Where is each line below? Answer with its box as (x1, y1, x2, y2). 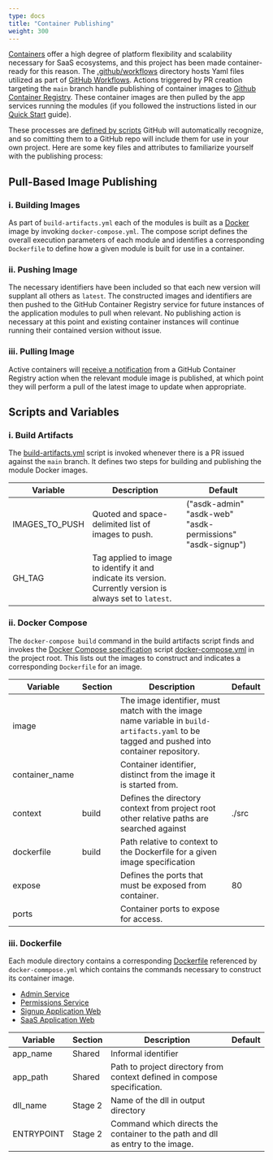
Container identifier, (120, 758, 197, 770)
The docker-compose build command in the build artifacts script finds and (8, 636, 254, 645)
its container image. (8, 973, 75, 983)
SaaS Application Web (19, 1014, 95, 1024)
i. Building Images (8, 199, 80, 211)
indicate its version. (92, 572, 167, 584)
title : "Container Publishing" (8, 20, 115, 28)
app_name (12, 1048, 53, 1059)
